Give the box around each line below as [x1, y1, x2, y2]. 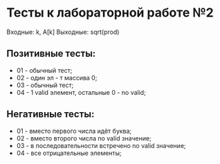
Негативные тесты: [6, 109, 95, 120]
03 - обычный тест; [16, 81, 74, 89]
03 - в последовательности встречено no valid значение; [16, 141, 186, 149]
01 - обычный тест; [16, 66, 73, 74]
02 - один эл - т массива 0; [16, 73, 98, 82]
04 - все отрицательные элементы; [16, 149, 122, 157]
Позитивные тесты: [6, 48, 96, 60]
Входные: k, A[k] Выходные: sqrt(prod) [6, 28, 120, 36]
